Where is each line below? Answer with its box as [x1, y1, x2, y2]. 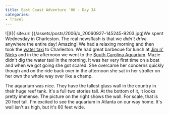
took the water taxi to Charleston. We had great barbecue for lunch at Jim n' [5, 46, 164, 53]
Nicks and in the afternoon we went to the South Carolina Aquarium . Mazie [5, 52, 160, 58]
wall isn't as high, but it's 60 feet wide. [5, 104, 86, 110]
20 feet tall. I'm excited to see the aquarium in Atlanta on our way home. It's [5, 99, 162, 105]
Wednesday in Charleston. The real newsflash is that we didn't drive [5, 36, 147, 42]
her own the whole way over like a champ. [5, 73, 93, 79]
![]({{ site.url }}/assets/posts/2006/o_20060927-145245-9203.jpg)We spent [5, 31, 164, 37]
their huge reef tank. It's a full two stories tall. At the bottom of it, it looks [5, 88, 155, 94]
